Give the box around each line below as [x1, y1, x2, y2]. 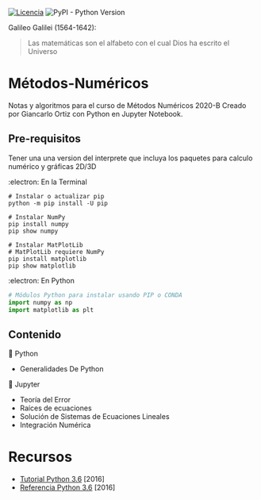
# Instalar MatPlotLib [8, 240, 83, 249]
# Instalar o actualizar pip [8, 192, 105, 200]
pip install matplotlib [8, 255, 87, 263]
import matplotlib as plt [8, 306, 94, 313]
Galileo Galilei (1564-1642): [8, 23, 97, 32]
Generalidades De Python [19, 364, 104, 374]
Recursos [8, 448, 73, 466]
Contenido [8, 328, 62, 341]
